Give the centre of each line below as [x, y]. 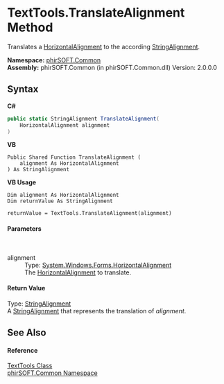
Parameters [24, 228]
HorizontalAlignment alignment [65, 125]
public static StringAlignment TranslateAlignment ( [83, 119]
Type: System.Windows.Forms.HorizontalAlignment [98, 265]
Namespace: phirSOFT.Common [54, 60]
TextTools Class [30, 366]
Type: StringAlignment [39, 304]
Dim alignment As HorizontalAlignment [63, 195]
